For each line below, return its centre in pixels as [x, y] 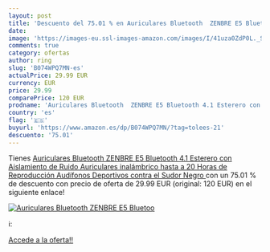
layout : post [30, 16]
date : [17, 30]
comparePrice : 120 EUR [46, 98]
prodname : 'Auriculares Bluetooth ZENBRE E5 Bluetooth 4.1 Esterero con [135, 105]
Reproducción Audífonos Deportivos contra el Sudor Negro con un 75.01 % [133, 175]
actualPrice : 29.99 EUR [48, 75]
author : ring [30, 61]
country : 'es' [32, 113]
